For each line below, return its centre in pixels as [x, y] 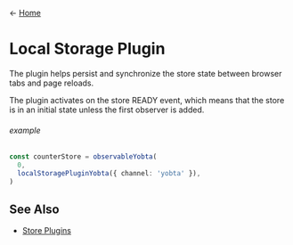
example [25, 130]
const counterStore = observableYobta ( [83, 157]
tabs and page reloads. [52, 83]
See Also [34, 210]
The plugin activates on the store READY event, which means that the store [147, 100]
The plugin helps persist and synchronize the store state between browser [146, 73]
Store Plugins [47, 231]
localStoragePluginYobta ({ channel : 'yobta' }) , [109, 173]
